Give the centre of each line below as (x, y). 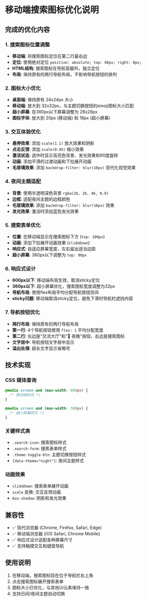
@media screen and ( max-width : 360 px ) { (47, 408)
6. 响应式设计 (20, 268)
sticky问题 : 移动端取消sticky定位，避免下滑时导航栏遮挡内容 (73, 299)
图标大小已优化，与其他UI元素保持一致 (50, 587)
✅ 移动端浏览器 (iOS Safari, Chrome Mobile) (56, 534)
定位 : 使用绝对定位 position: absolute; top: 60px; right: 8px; (77, 62)
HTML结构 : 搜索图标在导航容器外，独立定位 (56, 68)
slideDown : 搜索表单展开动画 (40, 486)
